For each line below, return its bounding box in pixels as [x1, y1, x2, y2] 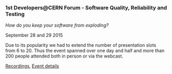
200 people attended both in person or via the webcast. [5, 53, 123, 59]
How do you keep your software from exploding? [5, 22, 109, 28]
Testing [5, 10, 25, 17]
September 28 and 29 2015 [5, 32, 63, 39]
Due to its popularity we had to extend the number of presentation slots [5, 42, 157, 48]
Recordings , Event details [5, 63, 59, 69]
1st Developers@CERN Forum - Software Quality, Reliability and [5, 4, 167, 11]
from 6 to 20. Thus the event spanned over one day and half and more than [5, 48, 165, 54]
